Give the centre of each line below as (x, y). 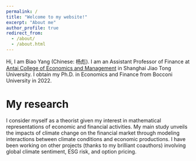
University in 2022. (29, 80)
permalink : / (22, 11)
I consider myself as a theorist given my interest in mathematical (84, 120)
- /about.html (28, 44)
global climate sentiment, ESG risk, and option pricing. (71, 151)
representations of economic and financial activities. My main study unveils (97, 126)
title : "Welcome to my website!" (47, 17)
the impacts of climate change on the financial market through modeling (93, 133)
